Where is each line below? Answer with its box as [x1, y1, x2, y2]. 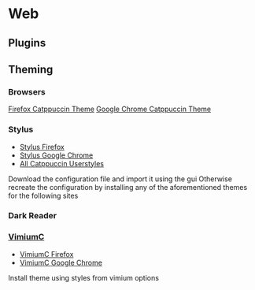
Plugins [8, 36, 46, 50]
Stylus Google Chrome [19, 151, 94, 160]
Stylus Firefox [19, 142, 65, 151]
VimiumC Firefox [19, 249, 74, 258]
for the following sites [8, 191, 79, 200]
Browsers [8, 86, 46, 97]
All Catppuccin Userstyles [19, 158, 105, 168]
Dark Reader [8, 210, 57, 221]
